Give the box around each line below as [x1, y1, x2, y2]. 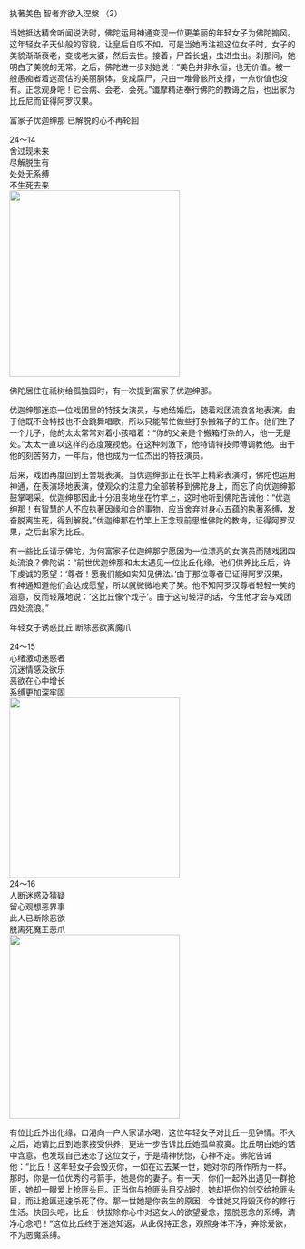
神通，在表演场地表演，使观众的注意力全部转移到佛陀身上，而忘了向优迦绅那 [9, 481, 296, 492]
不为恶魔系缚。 [9, 1230, 65, 1240]
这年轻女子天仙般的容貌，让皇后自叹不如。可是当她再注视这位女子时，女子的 [9, 39, 296, 49]
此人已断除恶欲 [9, 913, 65, 923]
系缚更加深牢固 [9, 686, 65, 697]
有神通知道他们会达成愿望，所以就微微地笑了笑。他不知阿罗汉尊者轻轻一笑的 [9, 580, 296, 590]
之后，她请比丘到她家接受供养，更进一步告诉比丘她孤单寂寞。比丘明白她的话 [9, 1139, 296, 1149]
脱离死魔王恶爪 [9, 924, 65, 935]
